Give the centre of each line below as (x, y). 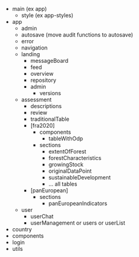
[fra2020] (42, 125)
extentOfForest (67, 151)
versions (50, 93)
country (22, 229)
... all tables (63, 184)
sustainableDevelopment (80, 177)
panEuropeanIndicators (78, 203)
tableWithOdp (66, 139)
